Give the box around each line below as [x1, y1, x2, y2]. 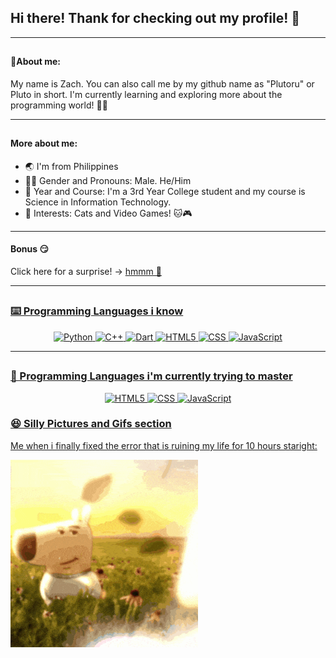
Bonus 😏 [10, 243, 50, 255]
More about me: [10, 137, 78, 150]
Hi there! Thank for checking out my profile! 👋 [10, 10, 301, 27]
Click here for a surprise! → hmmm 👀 [10, 266, 162, 278]
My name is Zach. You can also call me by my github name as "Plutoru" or [10, 77, 315, 90]
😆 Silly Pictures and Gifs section [10, 417, 172, 431]
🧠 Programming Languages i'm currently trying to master [10, 369, 293, 383]
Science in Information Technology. [24, 196, 172, 208]
